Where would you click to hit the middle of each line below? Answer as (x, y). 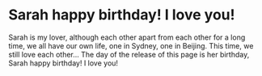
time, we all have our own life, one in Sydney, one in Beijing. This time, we (131, 45)
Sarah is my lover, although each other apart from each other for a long (127, 37)
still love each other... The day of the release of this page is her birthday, (129, 54)
